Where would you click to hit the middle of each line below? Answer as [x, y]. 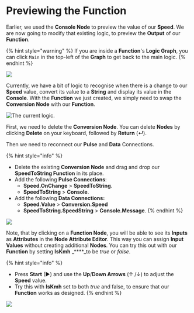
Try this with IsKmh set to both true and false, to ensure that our [92, 286]
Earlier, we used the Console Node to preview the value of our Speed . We [95, 27]
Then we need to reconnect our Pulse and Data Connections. [80, 144]
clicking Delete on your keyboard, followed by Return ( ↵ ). [77, 133]
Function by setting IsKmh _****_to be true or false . [68, 251]
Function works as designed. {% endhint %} [68, 293]
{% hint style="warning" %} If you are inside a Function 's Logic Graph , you [97, 50]
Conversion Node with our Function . [51, 104]
